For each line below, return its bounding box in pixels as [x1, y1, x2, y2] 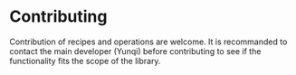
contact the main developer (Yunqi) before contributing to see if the [9, 45, 262, 56]
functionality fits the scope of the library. [9, 55, 161, 66]
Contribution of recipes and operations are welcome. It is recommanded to [9, 36, 288, 47]
